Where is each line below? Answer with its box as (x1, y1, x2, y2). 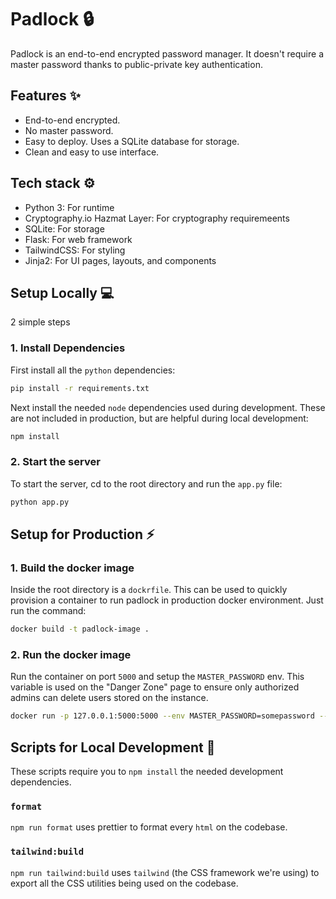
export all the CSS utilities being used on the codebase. (10, 877, 239, 889)
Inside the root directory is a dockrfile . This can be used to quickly (10, 584, 288, 596)
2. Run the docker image (10, 648, 132, 662)
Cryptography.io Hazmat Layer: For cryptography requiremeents (24, 212, 290, 224)
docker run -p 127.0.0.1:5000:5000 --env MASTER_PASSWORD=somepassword (10, 711, 315, 721)
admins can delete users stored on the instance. (10, 692, 209, 704)
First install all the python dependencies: (10, 364, 176, 376)
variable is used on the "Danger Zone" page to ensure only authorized (10, 681, 300, 693)
